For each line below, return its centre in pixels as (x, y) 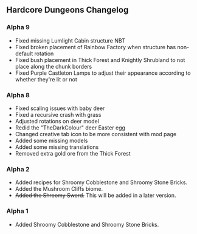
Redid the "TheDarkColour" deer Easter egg (70, 128)
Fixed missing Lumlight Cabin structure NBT (70, 40)
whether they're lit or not (46, 79)
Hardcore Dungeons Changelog (67, 10)
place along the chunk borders (54, 66)
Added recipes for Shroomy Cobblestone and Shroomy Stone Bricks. (101, 182)
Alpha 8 (18, 95)
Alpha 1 (17, 211)
